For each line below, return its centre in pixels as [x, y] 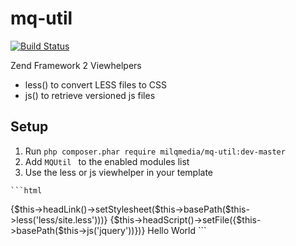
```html [26, 190]
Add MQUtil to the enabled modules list [107, 161]
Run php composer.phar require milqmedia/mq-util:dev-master [155, 151]
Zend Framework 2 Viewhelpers [76, 65]
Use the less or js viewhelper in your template [119, 172]
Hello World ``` [177, 230]
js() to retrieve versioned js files [90, 95]
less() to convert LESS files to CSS [95, 84]
